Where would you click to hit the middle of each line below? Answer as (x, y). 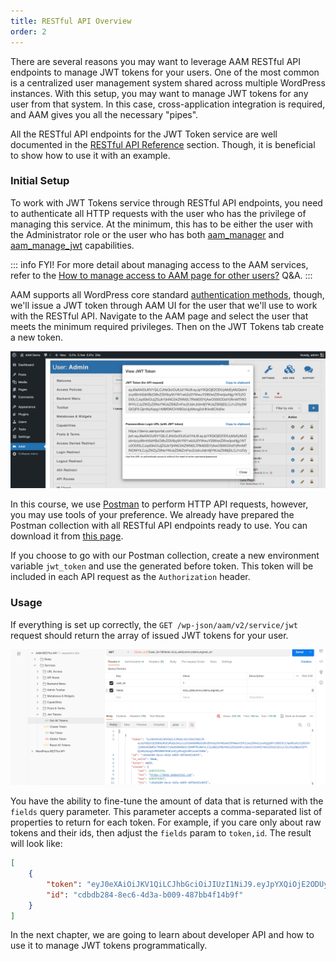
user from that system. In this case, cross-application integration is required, (168, 104)
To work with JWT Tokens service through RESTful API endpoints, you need (166, 202)
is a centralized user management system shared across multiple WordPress (168, 82)
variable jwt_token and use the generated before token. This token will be (162, 566)
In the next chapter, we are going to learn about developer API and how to (162, 935)
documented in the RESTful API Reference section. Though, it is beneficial (163, 144)
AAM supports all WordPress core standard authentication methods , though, (167, 294)
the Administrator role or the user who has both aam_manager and (147, 234)
